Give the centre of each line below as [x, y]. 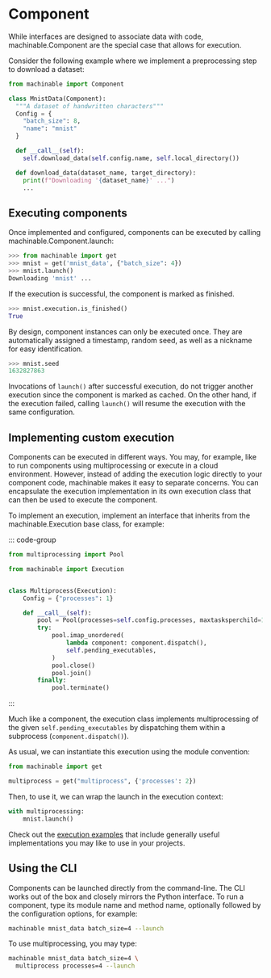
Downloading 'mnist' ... [50, 278]
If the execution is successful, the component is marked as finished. [122, 294]
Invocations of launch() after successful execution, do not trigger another [131, 386]
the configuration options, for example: [73, 913]
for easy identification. [46, 349]
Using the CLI [43, 869]
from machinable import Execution [67, 569]
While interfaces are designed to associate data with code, [106, 36]
